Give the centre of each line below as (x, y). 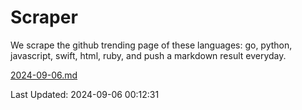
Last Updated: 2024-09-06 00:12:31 (85, 94)
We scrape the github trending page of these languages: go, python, (151, 45)
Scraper (44, 17)
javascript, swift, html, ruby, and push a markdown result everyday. (148, 55)
